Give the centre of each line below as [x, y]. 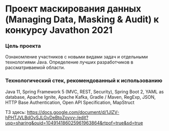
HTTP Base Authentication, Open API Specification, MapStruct [70, 102]
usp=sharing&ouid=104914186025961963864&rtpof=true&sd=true [74, 123]
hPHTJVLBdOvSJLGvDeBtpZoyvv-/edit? [47, 117]
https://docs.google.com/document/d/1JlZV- [73, 112]
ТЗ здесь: [16, 112]
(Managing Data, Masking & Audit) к [82, 19]
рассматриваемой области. [35, 68]
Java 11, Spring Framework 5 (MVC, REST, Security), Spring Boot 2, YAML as [84, 92]
